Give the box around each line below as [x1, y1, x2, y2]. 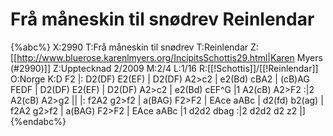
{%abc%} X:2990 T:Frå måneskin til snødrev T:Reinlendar [10, 41, 249, 53]
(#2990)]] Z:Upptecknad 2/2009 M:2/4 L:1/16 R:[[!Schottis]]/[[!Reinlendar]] [10, 62, 319, 74]
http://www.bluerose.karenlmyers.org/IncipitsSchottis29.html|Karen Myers [16, 51, 323, 63]
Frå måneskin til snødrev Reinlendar [10, 8, 315, 31]
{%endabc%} [10, 115, 67, 127]
